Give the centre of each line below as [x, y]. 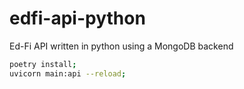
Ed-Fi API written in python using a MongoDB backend [121, 46]
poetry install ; [43, 64]
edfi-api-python [77, 18]
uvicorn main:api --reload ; [68, 73]
